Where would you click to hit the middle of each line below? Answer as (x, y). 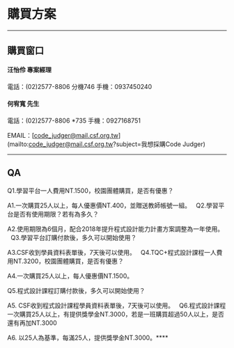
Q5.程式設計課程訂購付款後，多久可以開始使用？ (76, 290)
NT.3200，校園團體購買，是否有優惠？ (68, 261)
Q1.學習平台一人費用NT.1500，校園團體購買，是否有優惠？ (91, 190)
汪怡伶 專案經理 (30, 70)
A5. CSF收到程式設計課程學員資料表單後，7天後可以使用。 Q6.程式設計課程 (117, 305)
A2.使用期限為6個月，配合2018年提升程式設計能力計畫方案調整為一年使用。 (116, 229)
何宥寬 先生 (23, 104)
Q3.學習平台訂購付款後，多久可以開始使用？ (73, 237)
